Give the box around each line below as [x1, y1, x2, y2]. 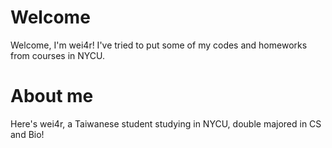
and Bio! [10, 128, 45, 140]
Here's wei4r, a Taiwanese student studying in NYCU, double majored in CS [10, 117, 322, 130]
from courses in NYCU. [10, 49, 106, 61]
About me [10, 85, 94, 108]
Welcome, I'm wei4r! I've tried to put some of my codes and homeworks [10, 39, 308, 51]
